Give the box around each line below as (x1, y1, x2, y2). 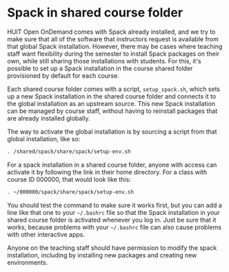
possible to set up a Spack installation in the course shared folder (7, 64, 193, 72)
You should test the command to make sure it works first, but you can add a (7, 201, 222, 209)
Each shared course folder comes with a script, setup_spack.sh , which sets (7, 85, 221, 93)
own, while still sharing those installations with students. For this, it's (7, 56, 201, 65)
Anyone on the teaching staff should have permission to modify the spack (7, 243, 217, 252)
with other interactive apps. (7, 230, 85, 238)
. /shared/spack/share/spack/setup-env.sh (7, 148, 131, 155)
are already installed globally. (7, 114, 90, 122)
